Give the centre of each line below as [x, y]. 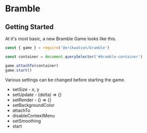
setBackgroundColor [33, 105]
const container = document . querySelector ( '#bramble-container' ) [74, 57]
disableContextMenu [34, 115]
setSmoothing [26, 121]
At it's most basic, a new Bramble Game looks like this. [61, 39]
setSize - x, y [26, 89]
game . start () [19, 70]
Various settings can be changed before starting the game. [65, 80]
